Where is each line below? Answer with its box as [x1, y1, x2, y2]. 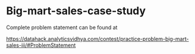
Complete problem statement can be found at [6, 24, 118, 31]
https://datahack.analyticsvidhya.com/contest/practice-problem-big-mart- [6, 35, 189, 42]
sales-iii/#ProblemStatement [6, 42, 76, 49]
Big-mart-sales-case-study [6, 4, 146, 18]
